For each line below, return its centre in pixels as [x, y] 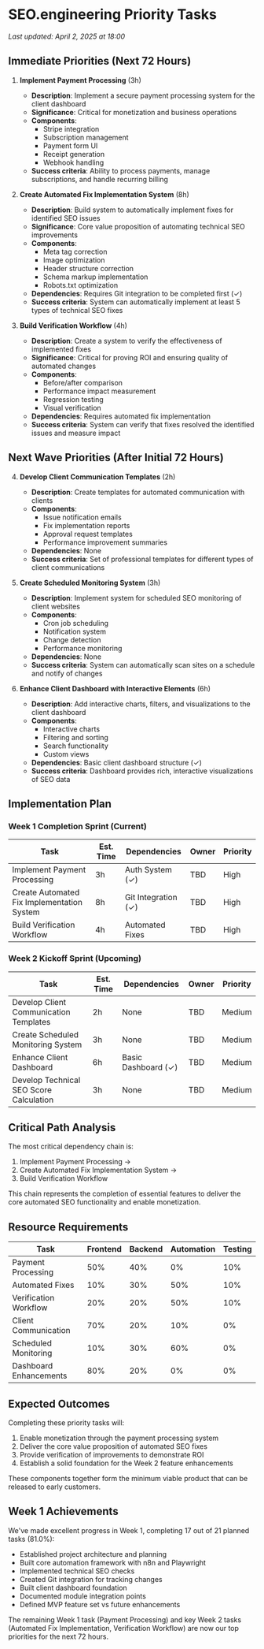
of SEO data [51, 779]
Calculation [33, 1100]
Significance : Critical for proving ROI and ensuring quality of [130, 357]
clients [42, 500]
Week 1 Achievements [64, 1511]
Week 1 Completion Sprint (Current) [77, 826]
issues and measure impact [76, 433]
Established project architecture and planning [93, 1554]
